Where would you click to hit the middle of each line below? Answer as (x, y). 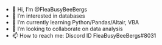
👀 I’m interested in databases (48, 16)
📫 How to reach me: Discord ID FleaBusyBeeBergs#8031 (84, 36)
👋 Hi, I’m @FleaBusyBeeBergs (49, 9)
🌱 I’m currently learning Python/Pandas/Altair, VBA (76, 22)
